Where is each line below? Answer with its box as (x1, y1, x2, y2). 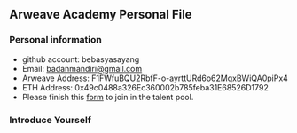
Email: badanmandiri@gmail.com (21, 63, 143, 74)
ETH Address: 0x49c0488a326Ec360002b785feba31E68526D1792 (21, 82, 269, 92)
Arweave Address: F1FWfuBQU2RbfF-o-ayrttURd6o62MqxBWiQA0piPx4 (21, 73, 288, 83)
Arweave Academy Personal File (9, 7, 192, 22)
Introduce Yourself (9, 113, 91, 126)
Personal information (9, 34, 102, 46)
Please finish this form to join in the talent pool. (21, 91, 194, 102)
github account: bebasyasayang (21, 53, 140, 65)
